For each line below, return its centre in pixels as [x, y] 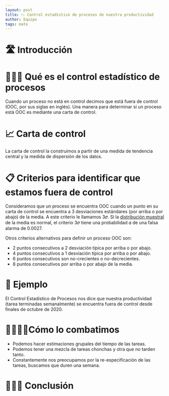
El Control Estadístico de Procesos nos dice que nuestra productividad [79, 299]
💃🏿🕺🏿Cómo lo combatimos [62, 330]
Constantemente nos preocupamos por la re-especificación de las [81, 360]
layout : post [19, 10]
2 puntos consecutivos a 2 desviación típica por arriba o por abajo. [82, 248]
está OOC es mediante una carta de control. [51, 112]
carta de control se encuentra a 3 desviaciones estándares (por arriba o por [84, 212]
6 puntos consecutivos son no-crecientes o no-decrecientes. [76, 259]
